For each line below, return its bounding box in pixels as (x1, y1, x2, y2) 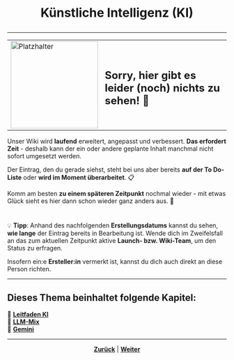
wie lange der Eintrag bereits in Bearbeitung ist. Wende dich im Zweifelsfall (7, 229, 223, 238)
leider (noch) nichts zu (104, 81, 221, 95)
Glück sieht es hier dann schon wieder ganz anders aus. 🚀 (7, 197, 174, 205)
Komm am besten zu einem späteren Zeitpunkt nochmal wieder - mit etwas (7, 190, 226, 198)
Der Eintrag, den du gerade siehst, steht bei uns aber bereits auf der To (7, 165, 212, 174)
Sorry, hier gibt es (104, 68, 196, 82)
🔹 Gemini (7, 325, 35, 333)
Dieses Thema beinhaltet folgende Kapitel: (7, 292, 196, 303)
